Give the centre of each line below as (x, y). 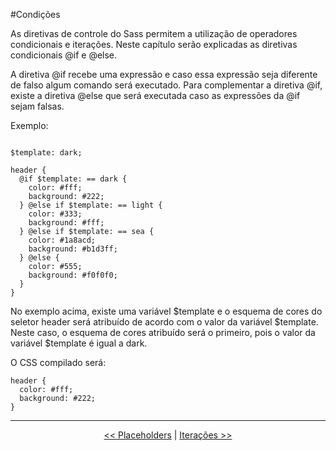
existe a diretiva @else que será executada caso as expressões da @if (155, 95)
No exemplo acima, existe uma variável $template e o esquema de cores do (166, 311)
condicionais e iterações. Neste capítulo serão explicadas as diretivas (154, 44)
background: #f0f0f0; (73, 275)
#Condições (35, 14)
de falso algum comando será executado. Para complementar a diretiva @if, (166, 85)
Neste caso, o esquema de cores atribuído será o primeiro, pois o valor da (163, 332)
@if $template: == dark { (73, 179)
